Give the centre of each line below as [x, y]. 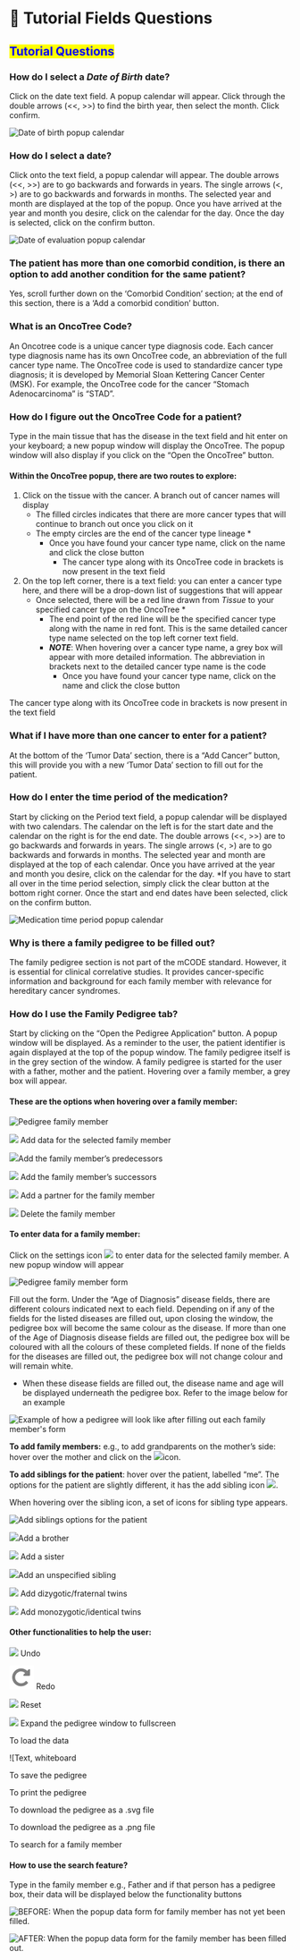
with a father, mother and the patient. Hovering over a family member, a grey [150, 1072]
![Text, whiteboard [43, 1758]
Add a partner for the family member [87, 1195]
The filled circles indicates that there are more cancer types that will [161, 514]
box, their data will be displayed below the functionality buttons [126, 1895]
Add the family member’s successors [88, 1176]
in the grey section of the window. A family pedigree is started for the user [146, 1062]
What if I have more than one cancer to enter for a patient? [138, 735]
